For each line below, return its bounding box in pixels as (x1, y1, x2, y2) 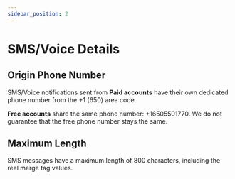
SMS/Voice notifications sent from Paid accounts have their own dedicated (7, 88, 229, 97)
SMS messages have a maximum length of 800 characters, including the (7, 156, 221, 165)
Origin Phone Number (7, 69, 106, 82)
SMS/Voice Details (7, 40, 120, 57)
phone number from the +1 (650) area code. (7, 95, 137, 104)
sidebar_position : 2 (7, 10, 69, 18)
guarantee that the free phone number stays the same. (7, 116, 168, 125)
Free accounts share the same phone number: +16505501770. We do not (7, 109, 222, 118)
